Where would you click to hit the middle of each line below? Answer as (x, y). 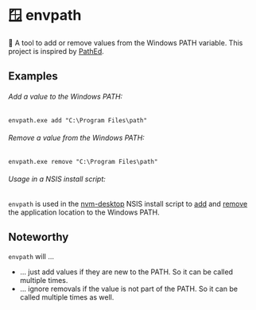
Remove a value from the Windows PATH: (76, 138)
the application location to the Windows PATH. (84, 212)
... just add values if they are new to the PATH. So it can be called (126, 272)
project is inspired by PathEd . (56, 51)
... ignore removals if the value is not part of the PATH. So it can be (129, 289)
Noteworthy (39, 237)
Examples (33, 76)
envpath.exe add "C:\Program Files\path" (78, 120)
